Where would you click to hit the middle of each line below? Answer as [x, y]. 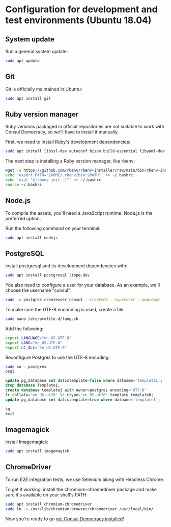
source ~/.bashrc [24, 185]
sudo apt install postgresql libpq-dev [48, 275]
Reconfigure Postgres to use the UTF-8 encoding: [58, 357]
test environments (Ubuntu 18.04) [78, 20]
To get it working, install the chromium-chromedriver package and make [81, 489]
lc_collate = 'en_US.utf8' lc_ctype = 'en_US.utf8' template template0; [79, 395]
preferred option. [23, 218]
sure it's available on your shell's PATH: [47, 495]
